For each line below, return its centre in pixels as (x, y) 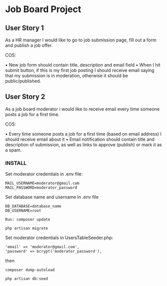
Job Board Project (43, 9)
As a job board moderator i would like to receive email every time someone (82, 109)
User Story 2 (25, 97)
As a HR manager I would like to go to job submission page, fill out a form (81, 40)
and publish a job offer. (29, 45)
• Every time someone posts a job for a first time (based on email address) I (83, 134)
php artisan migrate (27, 228)
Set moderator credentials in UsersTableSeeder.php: (59, 238)
